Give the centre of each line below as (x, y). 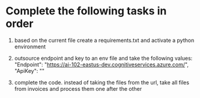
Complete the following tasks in (86, 11)
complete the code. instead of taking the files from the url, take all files (102, 82)
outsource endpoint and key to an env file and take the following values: (103, 58)
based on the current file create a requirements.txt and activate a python (104, 40)
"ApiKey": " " (29, 71)
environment (30, 47)
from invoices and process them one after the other (78, 88)
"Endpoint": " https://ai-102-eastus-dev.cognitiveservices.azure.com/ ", (101, 65)
